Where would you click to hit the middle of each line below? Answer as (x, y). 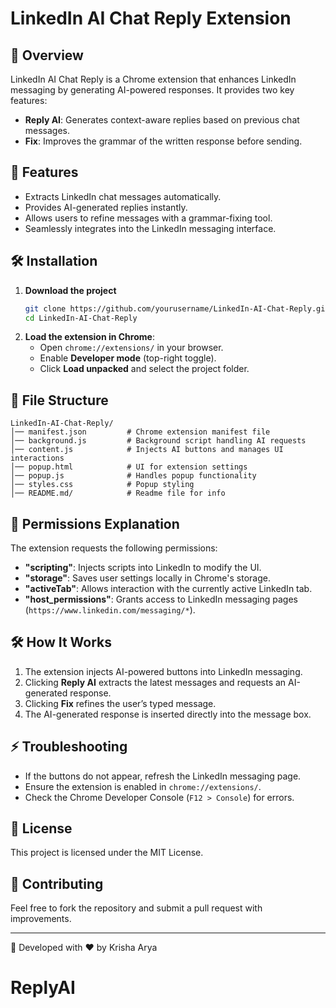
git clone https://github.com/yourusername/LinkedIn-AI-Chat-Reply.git (177, 308)
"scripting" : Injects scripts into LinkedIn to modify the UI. (143, 567)
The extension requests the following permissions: (114, 548)
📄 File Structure (59, 400)
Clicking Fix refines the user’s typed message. (120, 703)
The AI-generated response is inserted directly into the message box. (168, 714)
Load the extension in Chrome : (89, 337)
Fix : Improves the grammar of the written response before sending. (163, 141)
